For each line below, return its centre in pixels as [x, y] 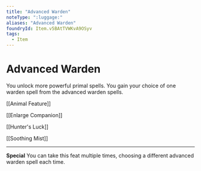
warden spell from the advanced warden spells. [65, 92]
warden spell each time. [36, 161]
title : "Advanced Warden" [38, 12]
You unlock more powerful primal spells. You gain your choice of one [91, 85]
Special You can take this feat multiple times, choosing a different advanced [100, 155]
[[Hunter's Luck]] [28, 127]
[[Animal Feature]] [28, 103]
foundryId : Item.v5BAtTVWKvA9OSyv [49, 28]
